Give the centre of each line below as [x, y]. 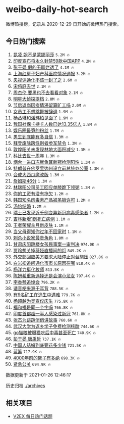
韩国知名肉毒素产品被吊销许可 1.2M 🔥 [52, 200]
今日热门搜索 [26, 41]
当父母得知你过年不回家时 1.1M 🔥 [47, 231]
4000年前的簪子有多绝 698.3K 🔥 [46, 358]
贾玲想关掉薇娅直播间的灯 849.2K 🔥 [49, 250]
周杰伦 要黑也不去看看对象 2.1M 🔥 [48, 92]
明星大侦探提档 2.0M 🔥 [36, 99]
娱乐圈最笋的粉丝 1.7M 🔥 [39, 130]
